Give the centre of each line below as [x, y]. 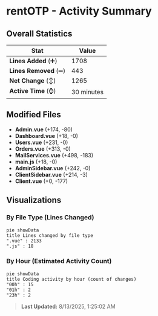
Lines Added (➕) [33, 61]
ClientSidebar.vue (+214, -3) [51, 174]
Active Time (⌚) [33, 91]
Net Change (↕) [33, 81]
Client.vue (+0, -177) [41, 181]
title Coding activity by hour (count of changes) [71, 279]
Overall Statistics [39, 34]
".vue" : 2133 [24, 241]
